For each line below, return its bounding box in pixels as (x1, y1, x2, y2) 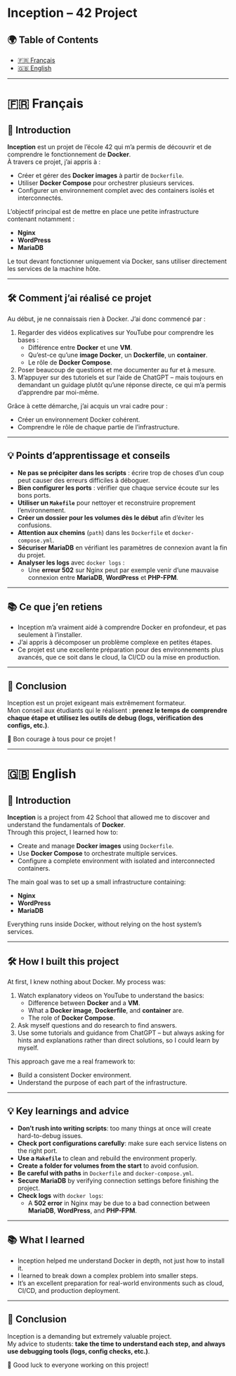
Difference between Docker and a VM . (27, 999, 140, 1007)
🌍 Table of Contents (7, 34, 99, 46)
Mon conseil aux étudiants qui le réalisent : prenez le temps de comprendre (7, 706, 228, 715)
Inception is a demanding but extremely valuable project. (7, 1332, 172, 1340)
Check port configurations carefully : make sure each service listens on (17, 1139, 227, 1147)
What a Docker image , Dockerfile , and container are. (27, 1006, 184, 1015)
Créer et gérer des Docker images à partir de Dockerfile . (17, 171, 184, 179)
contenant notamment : (7, 215, 75, 223)
